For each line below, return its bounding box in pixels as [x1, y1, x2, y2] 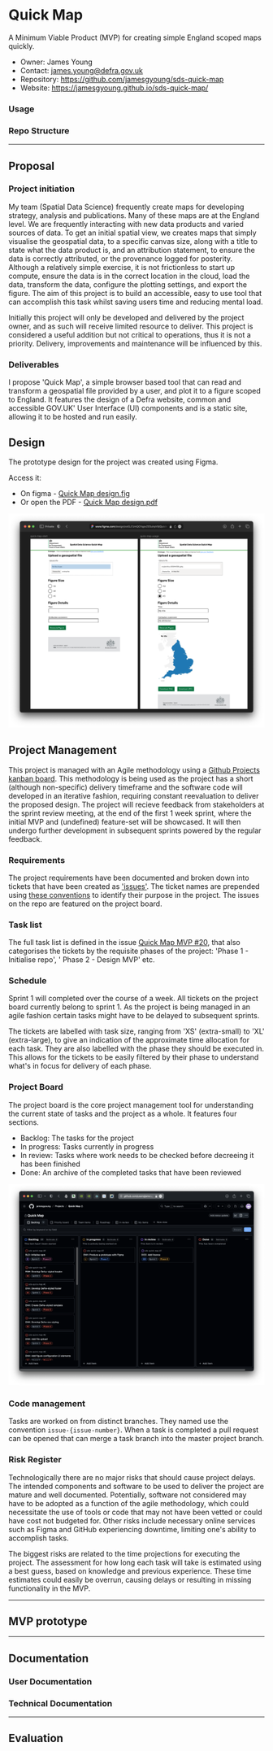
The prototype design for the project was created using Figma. [8, 457, 219, 467]
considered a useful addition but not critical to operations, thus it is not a [8, 329, 252, 339]
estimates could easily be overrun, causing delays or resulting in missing [8, 1575, 252, 1584]
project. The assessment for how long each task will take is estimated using [8, 1557, 262, 1567]
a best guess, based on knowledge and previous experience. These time [8, 1566, 252, 1575]
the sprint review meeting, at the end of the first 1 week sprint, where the [8, 808, 252, 818]
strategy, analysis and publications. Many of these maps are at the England [8, 210, 260, 220]
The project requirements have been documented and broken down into [8, 873, 249, 882]
